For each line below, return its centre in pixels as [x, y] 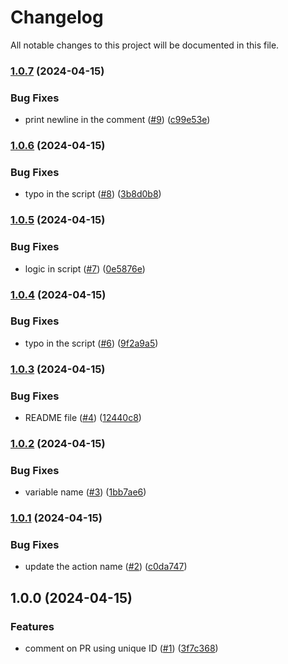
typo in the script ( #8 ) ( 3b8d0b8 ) [93, 194]
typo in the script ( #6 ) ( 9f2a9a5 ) [91, 343]
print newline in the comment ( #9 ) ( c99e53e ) [117, 120]
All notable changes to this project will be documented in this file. [145, 45]
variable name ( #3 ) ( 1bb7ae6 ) [85, 492]
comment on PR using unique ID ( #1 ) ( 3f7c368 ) [121, 648]
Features [32, 626]
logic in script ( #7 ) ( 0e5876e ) [85, 268]
